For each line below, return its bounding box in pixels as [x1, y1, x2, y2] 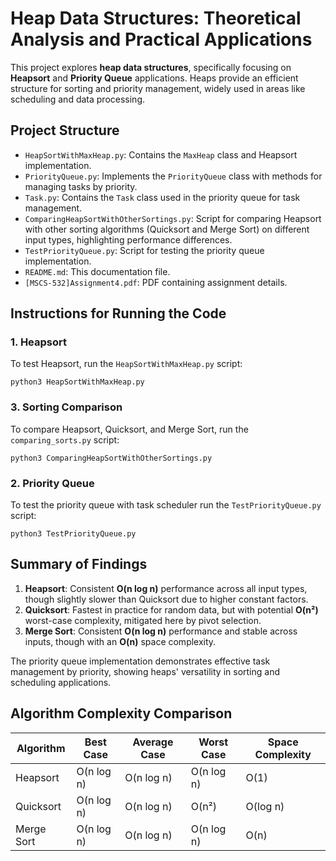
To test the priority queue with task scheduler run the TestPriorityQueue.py [10, 499, 322, 511]
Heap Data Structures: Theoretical [10, 7, 302, 30]
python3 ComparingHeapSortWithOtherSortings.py [10, 453, 213, 463]
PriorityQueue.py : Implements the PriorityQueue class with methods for [24, 170, 323, 182]
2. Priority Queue [10, 476, 95, 490]
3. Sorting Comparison [10, 400, 123, 414]
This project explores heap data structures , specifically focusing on [10, 61, 292, 73]
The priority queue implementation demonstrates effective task [10, 655, 271, 667]
